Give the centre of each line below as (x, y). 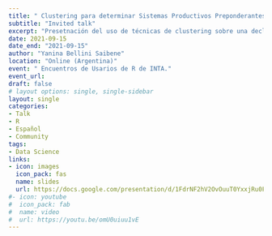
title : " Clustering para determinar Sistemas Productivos (110, 16)
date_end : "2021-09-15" (49, 46)
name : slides (38, 182)
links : (19, 159)
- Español (25, 129)
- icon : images (34, 167)
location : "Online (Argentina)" (63, 62)
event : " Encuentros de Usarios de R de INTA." (90, 69)
